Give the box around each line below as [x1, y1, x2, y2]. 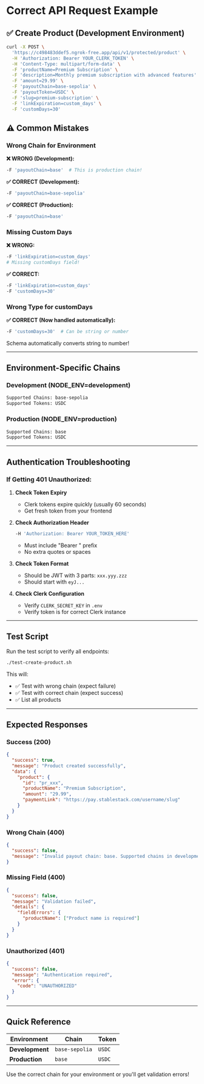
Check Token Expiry [15, 489, 67, 496]
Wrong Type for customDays [6, 302, 93, 311]
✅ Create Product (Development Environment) [6, 28, 185, 38]
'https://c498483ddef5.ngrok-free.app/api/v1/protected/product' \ [12, 49, 186, 55]
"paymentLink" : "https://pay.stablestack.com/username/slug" [22, 797, 181, 803]
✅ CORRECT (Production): [6, 201, 74, 209]
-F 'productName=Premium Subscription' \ [12, 66, 118, 73]
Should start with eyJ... [24, 578, 85, 585]
